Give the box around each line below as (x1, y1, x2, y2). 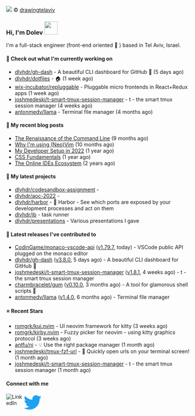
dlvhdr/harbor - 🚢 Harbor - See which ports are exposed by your (14, 198, 172, 205)
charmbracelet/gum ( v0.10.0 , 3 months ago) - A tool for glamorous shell (14, 281, 188, 288)
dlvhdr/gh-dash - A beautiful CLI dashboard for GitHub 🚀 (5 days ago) (14, 68, 184, 75)
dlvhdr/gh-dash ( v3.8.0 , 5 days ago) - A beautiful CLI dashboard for (14, 256, 179, 263)
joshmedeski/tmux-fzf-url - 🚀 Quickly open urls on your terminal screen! (14, 348, 190, 355)
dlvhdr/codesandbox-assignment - (14, 186, 99, 193)
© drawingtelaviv (13, 6, 55, 13)
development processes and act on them (14, 205, 114, 212)
